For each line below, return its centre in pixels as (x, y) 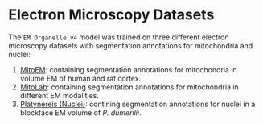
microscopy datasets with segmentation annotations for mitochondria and (131, 45)
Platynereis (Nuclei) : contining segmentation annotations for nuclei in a (138, 104)
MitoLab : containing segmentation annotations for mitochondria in (129, 87)
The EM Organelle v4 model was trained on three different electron (119, 37)
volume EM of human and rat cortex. (80, 78)
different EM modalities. (59, 95)
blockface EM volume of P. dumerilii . (80, 112)
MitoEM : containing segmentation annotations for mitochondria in (128, 69)
